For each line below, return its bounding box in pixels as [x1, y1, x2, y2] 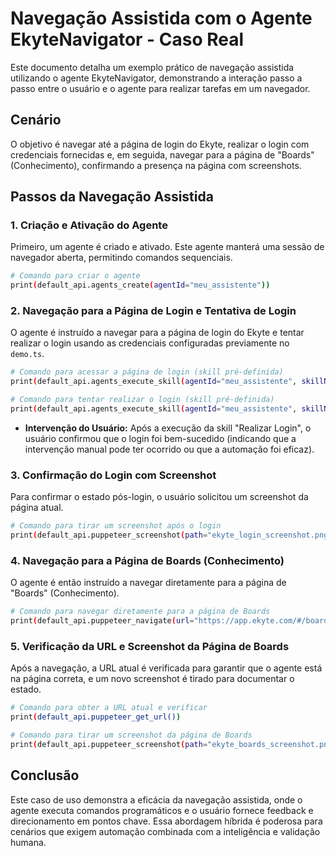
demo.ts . [10, 348, 45, 360]
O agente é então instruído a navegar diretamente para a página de [10, 577, 287, 589]
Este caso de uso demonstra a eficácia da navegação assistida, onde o [10, 793, 303, 806]
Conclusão [10, 767, 80, 784]
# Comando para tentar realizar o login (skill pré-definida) [10, 395, 275, 405]
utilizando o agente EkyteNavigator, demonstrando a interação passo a [10, 72, 303, 84]
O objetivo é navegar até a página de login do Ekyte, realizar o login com [10, 138, 310, 150]
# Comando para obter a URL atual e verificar [10, 703, 208, 713]
